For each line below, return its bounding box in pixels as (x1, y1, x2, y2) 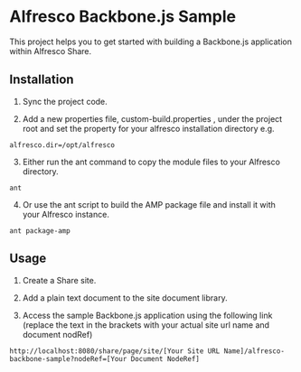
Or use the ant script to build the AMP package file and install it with (22, 199, 276, 209)
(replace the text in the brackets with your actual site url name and (22, 319, 269, 330)
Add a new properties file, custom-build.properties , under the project (22, 113, 283, 124)
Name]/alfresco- (223, 346, 285, 356)
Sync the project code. (22, 96, 108, 107)
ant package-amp (9, 226, 71, 236)
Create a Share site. (22, 274, 97, 285)
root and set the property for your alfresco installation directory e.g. (22, 123, 275, 134)
